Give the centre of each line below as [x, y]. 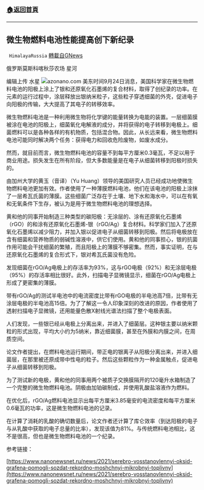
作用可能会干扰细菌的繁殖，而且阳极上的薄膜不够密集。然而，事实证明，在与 [102, 247]
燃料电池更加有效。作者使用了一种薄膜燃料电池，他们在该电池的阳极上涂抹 [104, 188]
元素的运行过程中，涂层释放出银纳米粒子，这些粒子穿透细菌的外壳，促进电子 [102, 97]
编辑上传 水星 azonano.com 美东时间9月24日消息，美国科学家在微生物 [97, 81]
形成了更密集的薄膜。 [33, 283]
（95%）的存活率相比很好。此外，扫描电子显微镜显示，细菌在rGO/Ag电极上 [101, 275]
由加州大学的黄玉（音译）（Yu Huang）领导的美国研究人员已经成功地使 [94, 181]
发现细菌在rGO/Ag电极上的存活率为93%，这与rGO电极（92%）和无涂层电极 [102, 267]
